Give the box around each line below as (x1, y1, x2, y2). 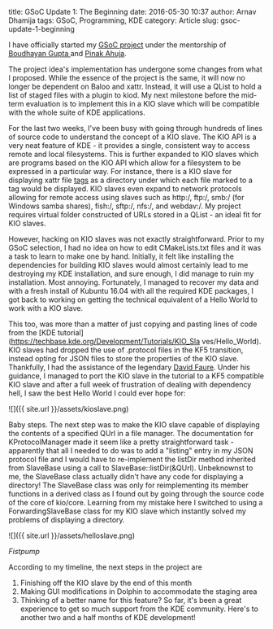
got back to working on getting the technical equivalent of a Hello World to (8, 295, 258, 304)
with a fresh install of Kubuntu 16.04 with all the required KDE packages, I (8, 286, 253, 295)
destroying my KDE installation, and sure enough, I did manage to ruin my (8, 269, 254, 278)
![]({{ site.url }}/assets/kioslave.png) (8, 404, 129, 413)
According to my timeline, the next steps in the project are (8, 562, 203, 572)
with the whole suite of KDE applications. (8, 107, 146, 117)
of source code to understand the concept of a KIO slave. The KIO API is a (8, 132, 258, 142)
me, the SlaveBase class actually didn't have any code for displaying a (8, 472, 244, 481)
